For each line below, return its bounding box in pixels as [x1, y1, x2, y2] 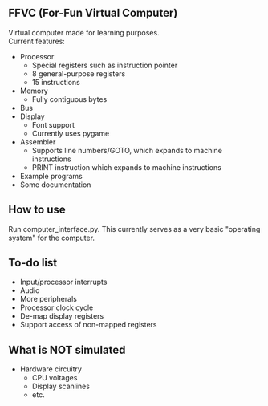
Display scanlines [31, 381, 91, 392]
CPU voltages [31, 373, 78, 383]
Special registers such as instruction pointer [31, 60, 178, 70]
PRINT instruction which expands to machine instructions [31, 162, 222, 172]
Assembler [19, 136, 56, 147]
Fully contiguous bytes [31, 94, 108, 104]
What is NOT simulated [8, 343, 126, 356]
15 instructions [31, 77, 80, 87]
